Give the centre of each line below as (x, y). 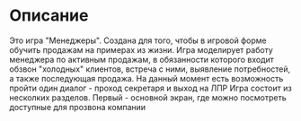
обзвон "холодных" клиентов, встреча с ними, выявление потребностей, (150, 69)
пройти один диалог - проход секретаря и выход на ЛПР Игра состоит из (150, 88)
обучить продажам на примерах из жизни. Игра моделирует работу (142, 49)
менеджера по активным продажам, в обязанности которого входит (142, 59)
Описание (49, 16)
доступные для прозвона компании (78, 107)
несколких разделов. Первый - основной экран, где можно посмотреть (148, 97)
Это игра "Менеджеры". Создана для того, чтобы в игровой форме (138, 40)
